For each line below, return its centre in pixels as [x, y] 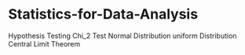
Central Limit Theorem [44, 43]
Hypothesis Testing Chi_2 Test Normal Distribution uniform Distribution [122, 36]
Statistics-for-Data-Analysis [103, 14]
